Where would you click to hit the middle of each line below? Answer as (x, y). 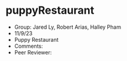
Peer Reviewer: (33, 52)
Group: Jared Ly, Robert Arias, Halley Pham (67, 27)
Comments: (28, 46)
